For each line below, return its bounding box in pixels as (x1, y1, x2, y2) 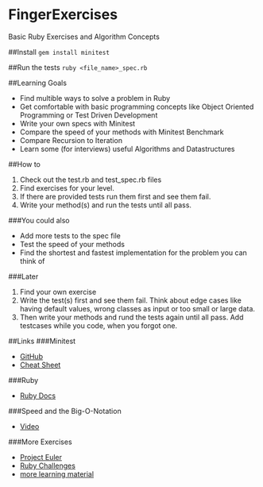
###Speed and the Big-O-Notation (8, 406, 122, 415)
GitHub (19, 351, 44, 361)
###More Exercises (8, 437, 73, 446)
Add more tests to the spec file (19, 230, 122, 240)
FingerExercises (8, 6, 118, 24)
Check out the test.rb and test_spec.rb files (19, 175, 162, 184)
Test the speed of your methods (19, 239, 126, 249)
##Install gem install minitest (8, 47, 110, 56)
